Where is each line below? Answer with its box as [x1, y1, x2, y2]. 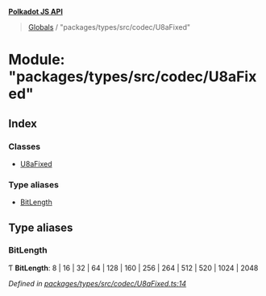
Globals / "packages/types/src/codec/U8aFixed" [27, 23, 191, 31]
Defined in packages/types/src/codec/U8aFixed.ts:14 [8, 278, 187, 288]
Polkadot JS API [8, 7, 63, 16]
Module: [8, 51, 65, 69]
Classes [8, 141, 41, 152]
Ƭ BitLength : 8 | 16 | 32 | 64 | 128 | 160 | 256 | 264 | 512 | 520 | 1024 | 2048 [8, 263, 259, 273]
